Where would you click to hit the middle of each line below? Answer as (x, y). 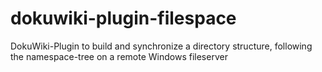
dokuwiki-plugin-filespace (123, 18)
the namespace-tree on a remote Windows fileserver (119, 56)
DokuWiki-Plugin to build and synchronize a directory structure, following (161, 46)
